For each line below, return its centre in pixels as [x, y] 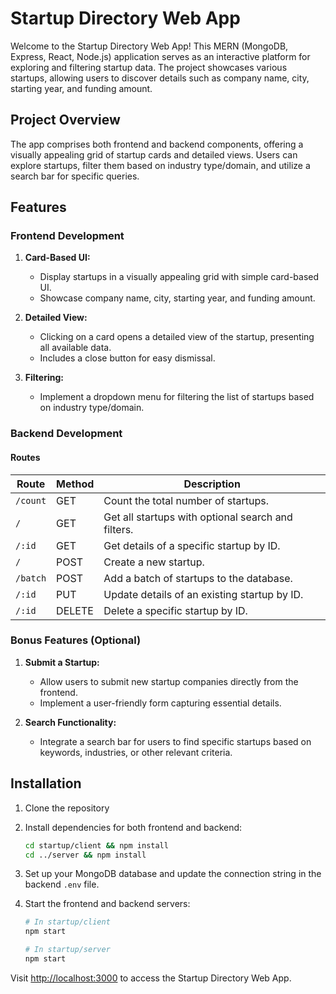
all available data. [75, 348]
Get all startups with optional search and [198, 517]
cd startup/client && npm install [96, 845]
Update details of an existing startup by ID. [203, 594]
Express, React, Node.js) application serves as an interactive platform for [160, 56]
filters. [118, 529]
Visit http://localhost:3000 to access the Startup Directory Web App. [151, 978]
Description [212, 484]
